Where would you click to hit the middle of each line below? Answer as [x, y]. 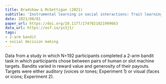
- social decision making [32, 42]
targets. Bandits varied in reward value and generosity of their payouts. [77, 66]
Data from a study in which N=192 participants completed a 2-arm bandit [80, 56]
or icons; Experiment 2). [30, 76]
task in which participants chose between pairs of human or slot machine [80, 61]
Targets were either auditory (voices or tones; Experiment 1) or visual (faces [82, 71]
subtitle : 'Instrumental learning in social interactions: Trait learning [84, 14]
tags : [11, 32]
